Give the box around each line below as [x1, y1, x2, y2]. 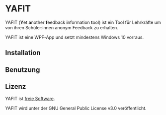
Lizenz [5, 82, 26, 91]
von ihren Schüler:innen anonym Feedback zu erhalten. [5, 24, 118, 30]
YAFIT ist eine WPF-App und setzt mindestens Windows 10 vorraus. [5, 34, 144, 40]
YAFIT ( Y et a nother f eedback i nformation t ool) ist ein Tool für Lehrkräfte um [5, 19, 161, 25]
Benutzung [5, 65, 40, 74]
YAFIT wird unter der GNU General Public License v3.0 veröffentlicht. [5, 105, 147, 111]
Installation [5, 49, 41, 57]
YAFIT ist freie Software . [5, 95, 55, 102]
